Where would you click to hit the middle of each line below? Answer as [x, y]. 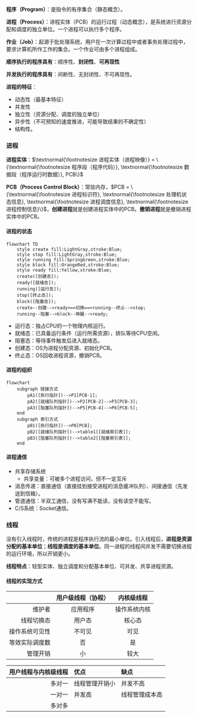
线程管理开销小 [95, 684]
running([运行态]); [39, 289]
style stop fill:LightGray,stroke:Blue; [67, 254]
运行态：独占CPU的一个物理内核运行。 [62, 326]
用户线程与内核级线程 [39, 672]
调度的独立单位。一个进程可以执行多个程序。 [70, 29]
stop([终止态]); [35, 295]
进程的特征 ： [22, 87]
